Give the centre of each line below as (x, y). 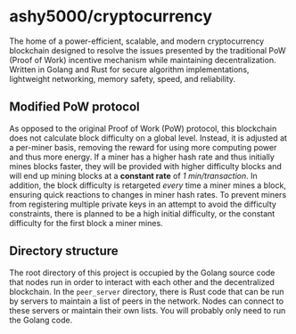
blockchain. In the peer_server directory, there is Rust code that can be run (147, 291)
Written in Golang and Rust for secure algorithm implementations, (129, 69)
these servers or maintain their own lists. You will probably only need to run (148, 310)
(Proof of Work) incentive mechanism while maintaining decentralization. (143, 60)
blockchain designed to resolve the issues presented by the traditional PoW (148, 50)
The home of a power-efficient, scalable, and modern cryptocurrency (137, 41)
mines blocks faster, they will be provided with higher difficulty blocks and (146, 166)
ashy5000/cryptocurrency (111, 16)
